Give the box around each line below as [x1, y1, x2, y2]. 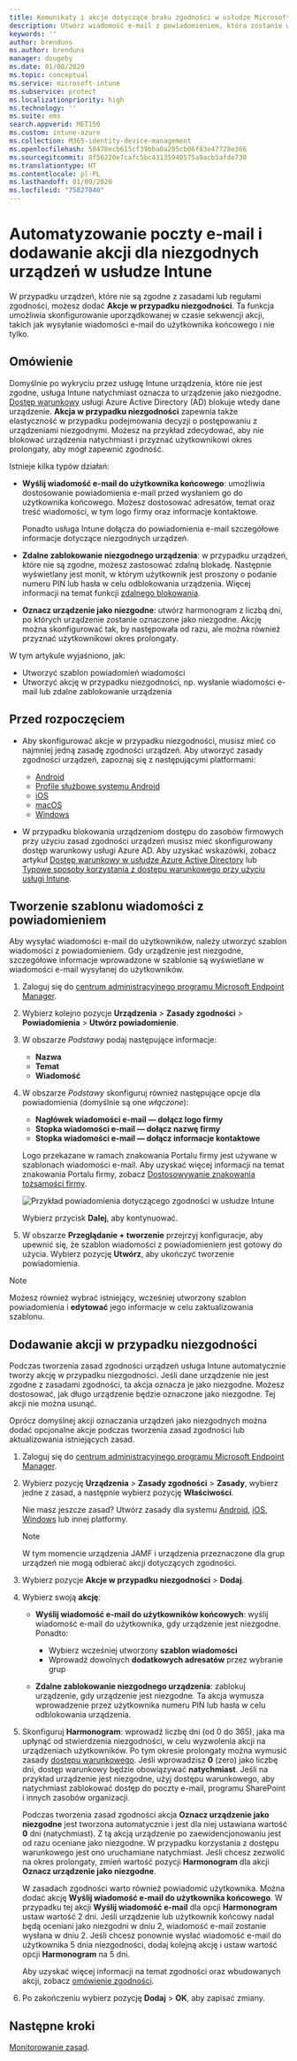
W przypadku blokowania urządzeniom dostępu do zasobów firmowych [21, 825, 285, 837]
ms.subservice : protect [9, 87, 97, 96]
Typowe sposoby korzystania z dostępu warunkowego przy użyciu [21, 864, 266, 874]
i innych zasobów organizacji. [21, 1793, 131, 1803]
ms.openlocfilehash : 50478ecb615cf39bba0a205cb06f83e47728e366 [9, 144, 247, 153]
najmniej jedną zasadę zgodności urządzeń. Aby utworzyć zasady [21, 745, 263, 755]
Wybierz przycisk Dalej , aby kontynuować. [21, 1213, 179, 1223]
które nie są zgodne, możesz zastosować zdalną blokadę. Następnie [21, 559, 272, 569]
